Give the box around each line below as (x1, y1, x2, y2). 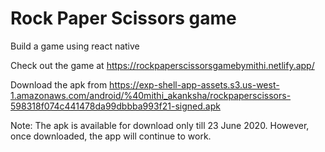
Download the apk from (10, 78, 108, 91)
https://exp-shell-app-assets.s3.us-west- (109, 78, 280, 91)
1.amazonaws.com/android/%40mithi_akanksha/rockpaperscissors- (10, 89, 292, 101)
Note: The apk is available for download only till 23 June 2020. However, (10, 119, 310, 131)
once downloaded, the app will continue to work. (10, 130, 212, 142)
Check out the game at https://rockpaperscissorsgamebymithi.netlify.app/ (10, 59, 315, 71)
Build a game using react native (10, 40, 140, 52)
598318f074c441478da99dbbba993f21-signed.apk (10, 100, 221, 112)
